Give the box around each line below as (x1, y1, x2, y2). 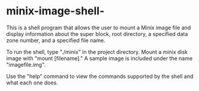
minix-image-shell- (6, 4, 105, 18)
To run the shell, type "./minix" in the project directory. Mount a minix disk (6, 48, 188, 55)
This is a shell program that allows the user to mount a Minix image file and (6, 24, 191, 31)
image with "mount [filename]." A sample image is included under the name (6, 54, 193, 62)
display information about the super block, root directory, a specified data (6, 30, 188, 37)
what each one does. (6, 79, 58, 86)
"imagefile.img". (6, 61, 46, 68)
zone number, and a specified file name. (6, 37, 106, 44)
